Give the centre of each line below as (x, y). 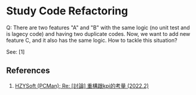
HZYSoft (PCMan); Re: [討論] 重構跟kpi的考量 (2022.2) (82, 85)
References (28, 71)
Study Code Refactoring (67, 11)
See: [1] (16, 51)
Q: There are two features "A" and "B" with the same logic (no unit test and (98, 27)
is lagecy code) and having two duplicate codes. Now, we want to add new (98, 33)
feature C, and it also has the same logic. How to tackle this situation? (92, 40)
